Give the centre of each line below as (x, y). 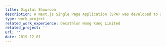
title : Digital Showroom (31, 10)
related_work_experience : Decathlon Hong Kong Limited (63, 23)
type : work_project (25, 19)
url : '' (13, 32)
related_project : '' (26, 28)
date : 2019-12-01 (23, 37)
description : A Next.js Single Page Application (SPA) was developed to (82, 14)
